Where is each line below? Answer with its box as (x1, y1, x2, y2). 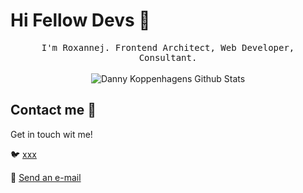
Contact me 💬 (10, 102, 97, 119)
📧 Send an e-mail (10, 171, 82, 183)
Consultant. (138, 52, 198, 63)
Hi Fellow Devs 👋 (10, 9, 151, 32)
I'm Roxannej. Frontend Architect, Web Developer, (41, 42, 295, 53)
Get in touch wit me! (10, 128, 93, 140)
